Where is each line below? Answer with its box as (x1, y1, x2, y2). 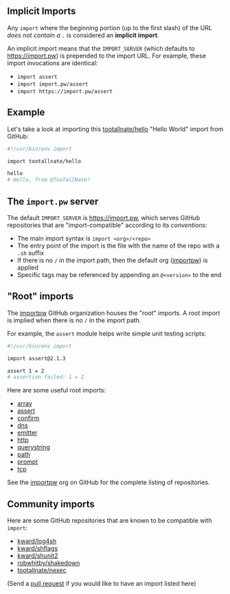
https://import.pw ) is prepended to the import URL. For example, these (7, 51, 207, 60)
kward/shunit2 (16, 551, 58, 560)
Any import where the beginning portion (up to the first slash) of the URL (7, 23, 213, 32)
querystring (16, 443, 50, 451)
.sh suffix (16, 248, 45, 257)
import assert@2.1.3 (7, 355, 67, 362)
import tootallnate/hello (7, 158, 81, 165)
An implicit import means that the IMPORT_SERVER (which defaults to (7, 44, 196, 52)
